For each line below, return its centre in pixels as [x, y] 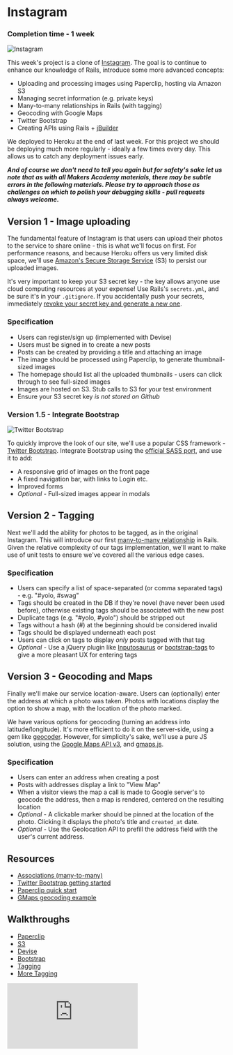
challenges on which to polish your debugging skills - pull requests [106, 192]
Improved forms [40, 486]
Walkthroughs [39, 919]
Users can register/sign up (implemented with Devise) [95, 337]
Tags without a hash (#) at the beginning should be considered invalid [117, 625]
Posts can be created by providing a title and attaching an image [110, 352]
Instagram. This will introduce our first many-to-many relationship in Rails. [113, 540]
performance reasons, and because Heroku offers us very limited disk [107, 253]
